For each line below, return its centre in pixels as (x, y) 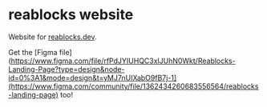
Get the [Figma (33, 52)
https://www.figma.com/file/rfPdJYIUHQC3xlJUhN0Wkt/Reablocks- (123, 61)
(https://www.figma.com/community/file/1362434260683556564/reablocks (133, 86)
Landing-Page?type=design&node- (67, 69)
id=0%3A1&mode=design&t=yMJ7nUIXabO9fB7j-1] (93, 77)
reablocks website (71, 15)
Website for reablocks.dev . (53, 37)
